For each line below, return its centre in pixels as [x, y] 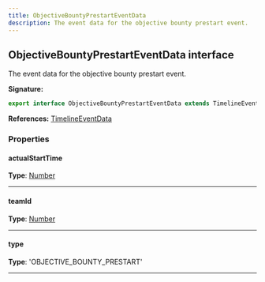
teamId [20, 201]
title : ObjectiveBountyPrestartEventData [77, 15]
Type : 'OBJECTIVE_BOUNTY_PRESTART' [76, 261]
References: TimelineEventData [60, 118]
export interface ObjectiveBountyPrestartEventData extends [109, 103]
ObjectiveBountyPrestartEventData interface [121, 55]
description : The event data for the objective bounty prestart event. [128, 23]
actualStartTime [35, 158]
